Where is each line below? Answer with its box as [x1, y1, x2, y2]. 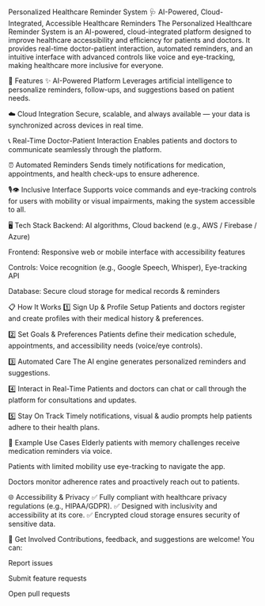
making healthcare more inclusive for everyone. [8, 61, 164, 70]
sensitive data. [8, 519, 56, 528]
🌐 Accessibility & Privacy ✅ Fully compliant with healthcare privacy [8, 493, 227, 501]
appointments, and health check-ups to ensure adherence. [8, 170, 200, 178]
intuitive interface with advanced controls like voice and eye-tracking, [8, 52, 236, 62]
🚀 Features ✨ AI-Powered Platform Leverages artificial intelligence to [8, 76, 233, 86]
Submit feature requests [8, 574, 87, 583]
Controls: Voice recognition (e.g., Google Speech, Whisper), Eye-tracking [8, 263, 248, 272]
